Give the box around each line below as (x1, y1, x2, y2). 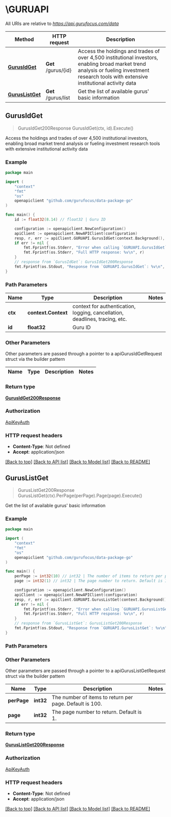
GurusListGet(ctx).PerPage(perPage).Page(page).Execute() (17, 492, 142, 499)
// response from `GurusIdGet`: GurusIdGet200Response (14, 259, 133, 265)
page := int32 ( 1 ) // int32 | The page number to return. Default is (14, 578, 163, 584)
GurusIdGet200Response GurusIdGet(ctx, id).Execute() (17, 125, 134, 131)
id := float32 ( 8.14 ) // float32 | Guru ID (14, 217, 106, 222)
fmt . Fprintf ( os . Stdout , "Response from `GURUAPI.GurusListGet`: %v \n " (14, 626, 167, 631)
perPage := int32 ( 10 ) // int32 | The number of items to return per (14, 574, 163, 579)
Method (14, 36, 34, 43)
